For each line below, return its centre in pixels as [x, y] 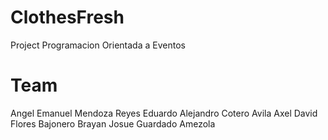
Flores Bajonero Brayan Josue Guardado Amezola [113, 123]
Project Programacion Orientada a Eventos [98, 45]
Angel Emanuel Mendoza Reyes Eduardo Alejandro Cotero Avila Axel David [164, 113]
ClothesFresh [67, 17]
